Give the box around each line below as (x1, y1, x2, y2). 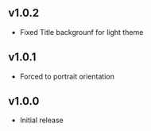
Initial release (19, 115, 64, 125)
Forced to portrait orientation (19, 71, 115, 81)
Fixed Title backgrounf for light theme (19, 27, 144, 37)
